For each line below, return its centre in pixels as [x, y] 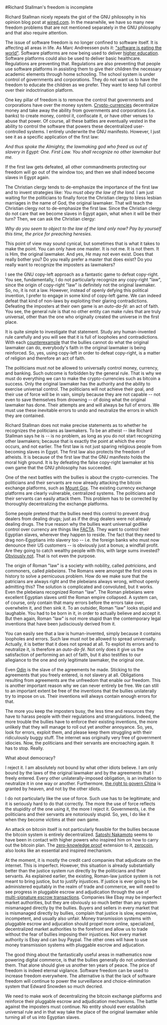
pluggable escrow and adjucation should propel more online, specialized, [80, 924]
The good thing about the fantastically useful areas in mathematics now [79, 954]
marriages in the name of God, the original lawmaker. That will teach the [79, 203]
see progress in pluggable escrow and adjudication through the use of [77, 892]
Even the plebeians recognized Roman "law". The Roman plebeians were [80, 592]
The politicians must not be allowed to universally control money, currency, [82, 368]
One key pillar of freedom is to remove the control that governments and [79, 100]
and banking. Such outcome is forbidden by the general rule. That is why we [83, 373]
